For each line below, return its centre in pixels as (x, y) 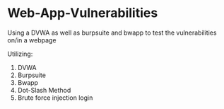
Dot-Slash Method (44, 90)
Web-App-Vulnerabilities (83, 13)
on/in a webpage (32, 40)
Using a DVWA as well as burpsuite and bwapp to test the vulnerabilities (112, 33)
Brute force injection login (55, 98)
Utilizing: (20, 54)
